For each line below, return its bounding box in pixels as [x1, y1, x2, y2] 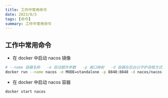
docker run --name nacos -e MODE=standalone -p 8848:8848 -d [5, 69, 135, 75]
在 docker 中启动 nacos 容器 [12, 79, 71, 85]
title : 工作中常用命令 [5, 7, 47, 12]
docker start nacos [5, 89, 46, 94]
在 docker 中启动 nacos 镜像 [12, 55, 71, 61]
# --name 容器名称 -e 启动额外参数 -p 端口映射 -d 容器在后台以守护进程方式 [5, 65, 162, 70]
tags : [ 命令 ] [5, 16, 31, 21]
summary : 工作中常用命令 [5, 21, 51, 26]
